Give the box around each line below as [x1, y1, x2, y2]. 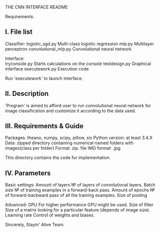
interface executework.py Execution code [5, 66, 89, 71]
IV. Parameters [5, 169, 51, 177]
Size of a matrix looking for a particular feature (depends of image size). [5, 207, 151, 213]
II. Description [5, 90, 49, 98]
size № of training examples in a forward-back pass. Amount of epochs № [5, 187, 155, 193]
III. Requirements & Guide [5, 122, 84, 130]
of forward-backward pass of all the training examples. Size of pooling [5, 192, 148, 198]
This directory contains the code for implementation [5, 155, 110, 161]
